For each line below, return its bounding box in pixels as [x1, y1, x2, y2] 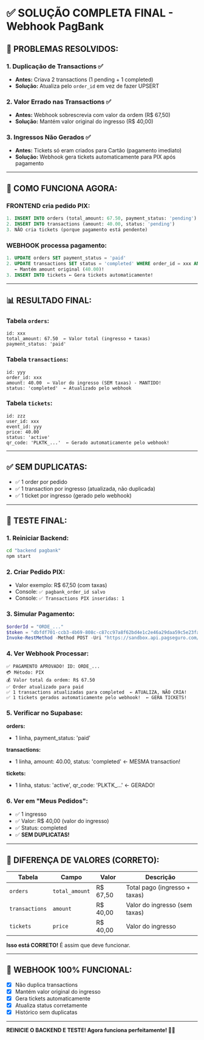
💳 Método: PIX [6, 669, 44, 675]
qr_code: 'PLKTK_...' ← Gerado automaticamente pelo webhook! [6, 440, 170, 446]
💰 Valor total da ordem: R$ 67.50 [6, 677, 95, 683]
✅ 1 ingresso [15, 811, 47, 818]
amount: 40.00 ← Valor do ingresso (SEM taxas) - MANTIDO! [6, 380, 162, 386]
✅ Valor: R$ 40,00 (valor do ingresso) [15, 817, 109, 825]
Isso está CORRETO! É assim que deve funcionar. [6, 942, 131, 949]
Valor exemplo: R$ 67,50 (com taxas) [15, 582, 107, 589]
